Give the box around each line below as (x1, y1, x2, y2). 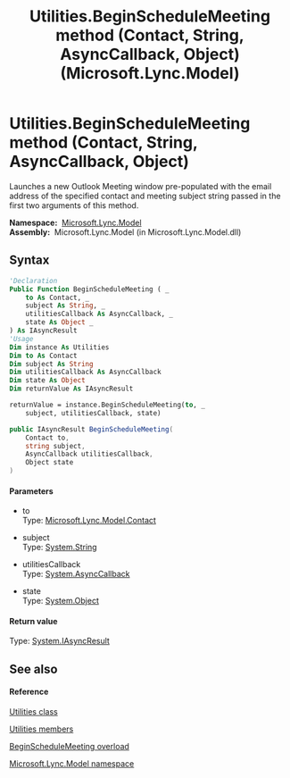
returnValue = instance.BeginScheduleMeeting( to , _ (9, 400, 205, 409)
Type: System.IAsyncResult (9, 636, 110, 647)
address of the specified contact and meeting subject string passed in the (9, 190, 281, 201)
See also (9, 661, 58, 676)
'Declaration (9, 276, 58, 285)
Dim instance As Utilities (9, 342, 110, 352)
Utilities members (9, 724, 74, 734)
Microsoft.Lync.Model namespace (9, 758, 135, 769)
